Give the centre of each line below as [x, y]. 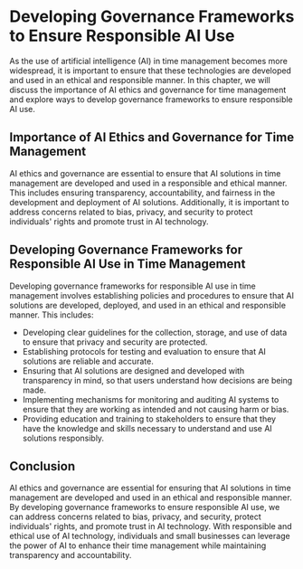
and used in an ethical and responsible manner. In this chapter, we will [140, 80]
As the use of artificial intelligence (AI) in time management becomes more [148, 61]
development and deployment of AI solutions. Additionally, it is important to [149, 202]
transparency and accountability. [71, 555]
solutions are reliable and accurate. [88, 361]
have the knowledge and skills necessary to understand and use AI [147, 428]
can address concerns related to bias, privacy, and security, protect [136, 517]
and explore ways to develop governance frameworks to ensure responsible [151, 99]
